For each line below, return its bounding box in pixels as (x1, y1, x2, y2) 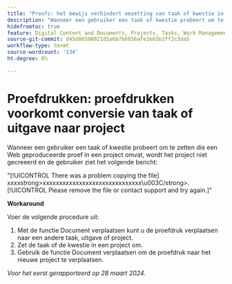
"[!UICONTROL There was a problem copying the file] (7, 171, 160, 180)
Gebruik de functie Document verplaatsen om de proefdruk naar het (17, 248, 211, 256)
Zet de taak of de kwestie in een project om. (17, 240, 143, 249)
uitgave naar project (7, 120, 126, 135)
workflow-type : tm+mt (7, 42, 70, 49)
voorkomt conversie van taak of (7, 105, 193, 121)
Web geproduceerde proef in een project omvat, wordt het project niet (7, 150, 207, 159)
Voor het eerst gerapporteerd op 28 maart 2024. (7, 269, 146, 277)
